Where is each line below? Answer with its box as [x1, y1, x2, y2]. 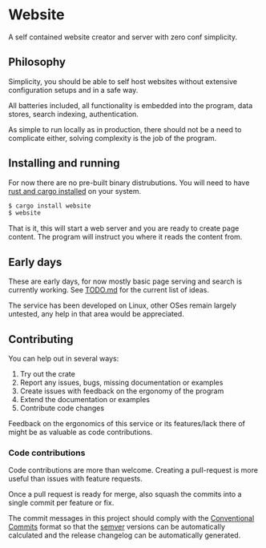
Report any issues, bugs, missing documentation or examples [19, 377, 224, 387]
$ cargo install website [8, 202, 91, 210]
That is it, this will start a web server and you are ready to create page [8, 224, 240, 233]
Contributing [8, 332, 74, 346]
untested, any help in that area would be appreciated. [8, 309, 184, 319]
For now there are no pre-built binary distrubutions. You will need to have [8, 178, 250, 187]
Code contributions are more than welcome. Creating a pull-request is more [8, 465, 259, 475]
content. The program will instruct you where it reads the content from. [8, 232, 243, 242]
